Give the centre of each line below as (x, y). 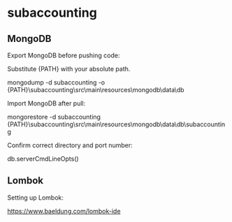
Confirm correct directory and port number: (70, 145)
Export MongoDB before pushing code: (64, 55)
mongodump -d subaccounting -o (56, 82)
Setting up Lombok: (36, 198)
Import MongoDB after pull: (46, 103)
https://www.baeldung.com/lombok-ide (64, 211)
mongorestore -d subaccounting (54, 117)
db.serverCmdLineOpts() (43, 159)
